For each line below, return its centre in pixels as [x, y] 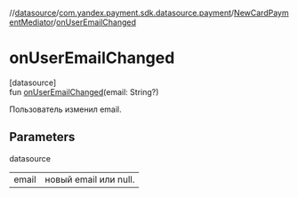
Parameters [42, 137]
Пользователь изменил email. [65, 109]
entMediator [32, 22]
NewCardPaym [262, 13]
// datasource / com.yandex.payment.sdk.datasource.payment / [122, 13]
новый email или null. [90, 179]
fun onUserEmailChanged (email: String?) [84, 91]
